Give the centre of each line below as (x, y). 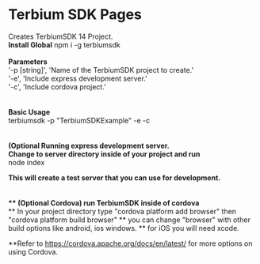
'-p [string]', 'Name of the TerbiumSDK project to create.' (101, 70)
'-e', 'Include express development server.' (78, 78)
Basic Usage (29, 111)
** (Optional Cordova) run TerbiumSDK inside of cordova (104, 202)
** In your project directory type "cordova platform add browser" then (122, 211)
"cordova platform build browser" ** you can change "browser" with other (130, 220)
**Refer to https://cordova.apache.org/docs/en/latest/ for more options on (130, 243)
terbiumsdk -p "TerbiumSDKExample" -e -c (79, 120)
